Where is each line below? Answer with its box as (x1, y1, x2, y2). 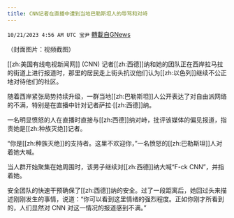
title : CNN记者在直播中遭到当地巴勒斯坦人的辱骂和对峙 (7, 10, 148, 17)
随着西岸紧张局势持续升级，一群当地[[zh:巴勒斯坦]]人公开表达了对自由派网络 (7, 92, 227, 100)
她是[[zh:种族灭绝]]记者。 (13, 124, 87, 132)
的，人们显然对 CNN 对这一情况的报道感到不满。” (7, 203, 147, 212)
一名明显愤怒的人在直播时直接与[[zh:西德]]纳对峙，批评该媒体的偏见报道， (7, 116, 221, 124)
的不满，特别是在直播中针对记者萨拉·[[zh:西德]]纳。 (7, 100, 156, 109)
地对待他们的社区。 (7, 77, 63, 86)
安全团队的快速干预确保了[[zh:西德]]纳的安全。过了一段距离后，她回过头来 (7, 186, 221, 194)
